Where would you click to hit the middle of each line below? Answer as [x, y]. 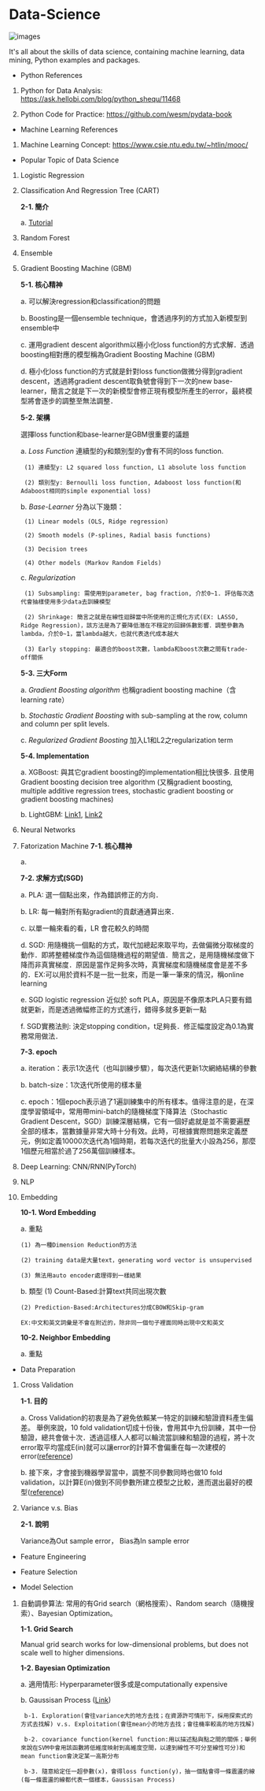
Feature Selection [49, 1572]
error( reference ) [46, 1456]
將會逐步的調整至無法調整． [72, 400]
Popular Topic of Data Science [70, 160]
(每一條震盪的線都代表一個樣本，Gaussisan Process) [98, 1780]
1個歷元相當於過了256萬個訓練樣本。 [80, 1150]
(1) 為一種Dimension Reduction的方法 [78, 1245]
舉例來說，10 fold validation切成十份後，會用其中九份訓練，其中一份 [146, 1427]
